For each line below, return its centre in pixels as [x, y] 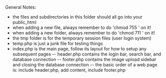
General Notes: [21, 7]
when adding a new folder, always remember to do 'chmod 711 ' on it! [83, 33]
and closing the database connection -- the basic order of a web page [85, 65]
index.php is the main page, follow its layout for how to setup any [79, 49]
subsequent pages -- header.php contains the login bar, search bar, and [87, 54]
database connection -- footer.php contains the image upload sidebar [84, 59]
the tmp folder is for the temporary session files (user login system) [82, 38]
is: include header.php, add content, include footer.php [69, 70]
